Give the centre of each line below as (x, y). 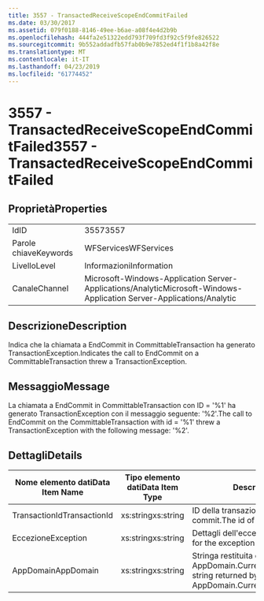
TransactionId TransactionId (63, 515)
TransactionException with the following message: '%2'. (99, 431)
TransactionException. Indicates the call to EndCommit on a (103, 353)
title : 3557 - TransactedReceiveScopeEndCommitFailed (98, 15)
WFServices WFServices (129, 247)
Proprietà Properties (58, 209)
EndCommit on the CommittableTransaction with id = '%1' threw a (114, 422)
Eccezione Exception (50, 538)
